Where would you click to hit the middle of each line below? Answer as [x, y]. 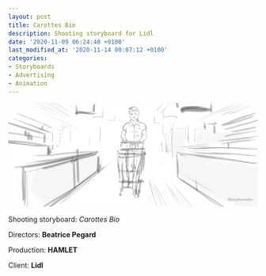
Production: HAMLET [43, 250]
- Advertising [32, 75]
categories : [28, 59]
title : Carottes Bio [42, 25]
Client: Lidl [26, 266]
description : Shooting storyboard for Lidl [81, 33]
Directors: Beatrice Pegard [52, 235]
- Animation [28, 83]
